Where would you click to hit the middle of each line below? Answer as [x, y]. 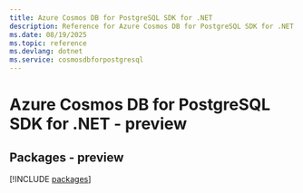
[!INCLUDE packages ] [50, 179]
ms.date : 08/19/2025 [49, 34]
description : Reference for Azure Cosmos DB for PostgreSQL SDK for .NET [152, 26]
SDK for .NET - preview [98, 124]
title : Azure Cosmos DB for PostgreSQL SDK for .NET [111, 18]
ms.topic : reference [49, 43]
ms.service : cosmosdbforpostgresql [77, 60]
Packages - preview [67, 157]
